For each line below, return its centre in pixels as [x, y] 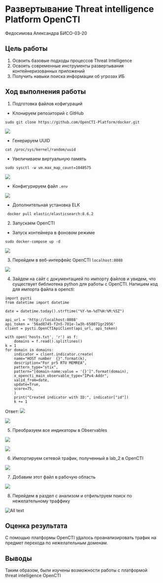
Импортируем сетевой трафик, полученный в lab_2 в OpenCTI [78, 458]
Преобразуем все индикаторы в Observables [60, 430]
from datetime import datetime [37, 302]
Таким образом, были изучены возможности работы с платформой [76, 570]
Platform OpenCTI [43, 19]
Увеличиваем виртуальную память [49, 159]
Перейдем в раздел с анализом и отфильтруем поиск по [72, 495]
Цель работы [26, 49]
